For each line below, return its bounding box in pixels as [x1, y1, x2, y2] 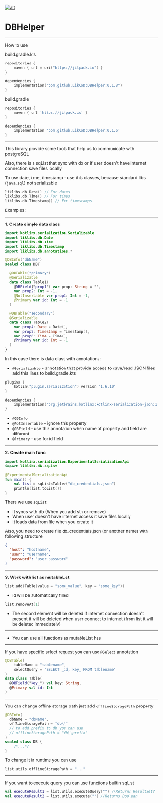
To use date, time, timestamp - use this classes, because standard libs [5, 175, 146, 181]
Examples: [5, 208, 26, 213]
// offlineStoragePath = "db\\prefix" [9, 730, 88, 736]
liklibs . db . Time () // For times [5, 194, 70, 199]
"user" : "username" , [9, 552, 51, 557]
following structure [5, 533, 43, 539]
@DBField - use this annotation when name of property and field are [12, 426, 147, 432]
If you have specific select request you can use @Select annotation [5, 649, 138, 655]
